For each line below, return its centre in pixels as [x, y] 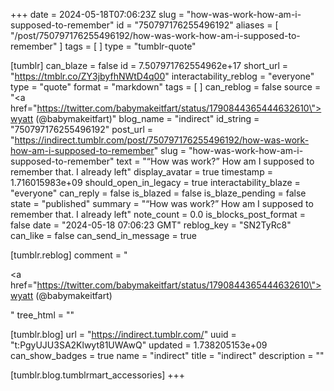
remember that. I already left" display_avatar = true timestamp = [141, 172]
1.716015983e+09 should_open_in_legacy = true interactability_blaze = [155, 182]
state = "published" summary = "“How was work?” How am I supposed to [162, 203]
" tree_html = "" [42, 315]
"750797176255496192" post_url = [81, 129]
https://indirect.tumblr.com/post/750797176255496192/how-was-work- [162, 140]
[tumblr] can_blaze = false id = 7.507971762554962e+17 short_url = [149, 65]
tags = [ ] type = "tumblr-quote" [130, 46]
